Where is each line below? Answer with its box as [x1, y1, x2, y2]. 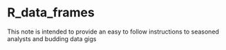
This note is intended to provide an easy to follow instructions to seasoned [7, 27, 220, 36]
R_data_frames [7, 5, 95, 21]
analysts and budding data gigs [7, 34, 97, 42]
